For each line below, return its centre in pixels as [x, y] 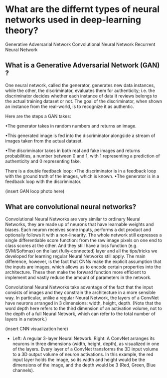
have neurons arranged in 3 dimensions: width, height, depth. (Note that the [83, 303]
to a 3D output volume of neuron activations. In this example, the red [83, 354]
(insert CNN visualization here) [37, 328]
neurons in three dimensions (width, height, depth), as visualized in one [86, 343]
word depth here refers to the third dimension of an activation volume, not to [83, 308]
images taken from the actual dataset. [44, 140]
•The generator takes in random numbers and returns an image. [71, 125]
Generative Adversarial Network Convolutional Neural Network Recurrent [80, 44]
